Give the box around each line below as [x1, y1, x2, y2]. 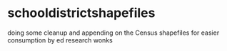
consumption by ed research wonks [7, 35, 113, 44]
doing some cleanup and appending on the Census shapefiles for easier [7, 28, 220, 37]
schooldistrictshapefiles [7, 5, 156, 21]
